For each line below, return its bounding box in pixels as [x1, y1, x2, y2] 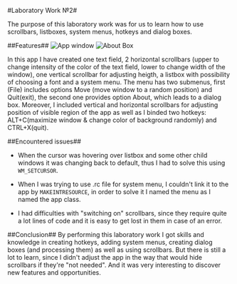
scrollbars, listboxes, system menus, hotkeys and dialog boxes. [7, 28, 192, 36]
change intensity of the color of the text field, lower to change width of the [7, 63, 226, 71]
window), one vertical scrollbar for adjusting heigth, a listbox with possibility [7, 71, 230, 78]
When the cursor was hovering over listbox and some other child [17, 151, 208, 159]
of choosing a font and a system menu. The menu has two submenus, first [7, 78, 226, 86]
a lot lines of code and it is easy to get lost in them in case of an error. [17, 217, 223, 225]
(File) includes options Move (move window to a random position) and [7, 86, 212, 93]
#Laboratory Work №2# [7, 6, 78, 14]
